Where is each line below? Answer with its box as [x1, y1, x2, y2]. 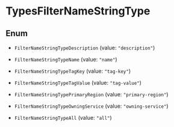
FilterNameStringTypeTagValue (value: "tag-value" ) [14, 79, 142, 86]
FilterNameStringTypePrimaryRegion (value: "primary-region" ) [14, 91, 169, 98]
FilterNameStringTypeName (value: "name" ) [14, 56, 118, 63]
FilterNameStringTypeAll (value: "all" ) [14, 114, 112, 121]
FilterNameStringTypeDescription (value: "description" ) [14, 44, 155, 51]
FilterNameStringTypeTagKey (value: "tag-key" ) [14, 67, 131, 75]
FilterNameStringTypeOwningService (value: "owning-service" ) [14, 102, 169, 110]
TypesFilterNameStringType [5, 4, 151, 18]
